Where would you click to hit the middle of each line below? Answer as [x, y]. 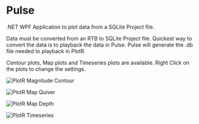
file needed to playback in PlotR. [46, 51]
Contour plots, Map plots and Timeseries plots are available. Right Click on [98, 63]
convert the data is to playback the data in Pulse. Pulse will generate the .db [99, 45]
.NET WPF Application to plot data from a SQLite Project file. [80, 27]
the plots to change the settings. [46, 69]
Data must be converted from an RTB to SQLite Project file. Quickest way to [99, 38]
